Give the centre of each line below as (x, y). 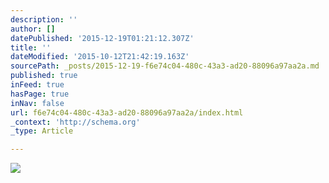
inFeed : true (37, 85)
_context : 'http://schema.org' (75, 122)
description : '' (44, 19)
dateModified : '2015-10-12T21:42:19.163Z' (100, 57)
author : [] (33, 29)
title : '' (31, 47)
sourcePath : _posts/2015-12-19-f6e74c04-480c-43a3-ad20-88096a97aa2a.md (165, 66)
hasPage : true (40, 94)
